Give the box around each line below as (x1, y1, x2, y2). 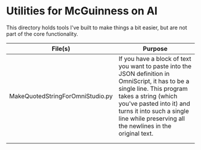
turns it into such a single (118, 106, 190, 115)
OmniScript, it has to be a (118, 76, 190, 85)
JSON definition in (118, 69, 170, 78)
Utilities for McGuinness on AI (6, 4, 158, 18)
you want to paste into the (118, 62, 191, 70)
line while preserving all (118, 114, 185, 123)
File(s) (51, 44, 71, 53)
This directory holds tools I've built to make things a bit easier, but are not (6, 24, 187, 31)
